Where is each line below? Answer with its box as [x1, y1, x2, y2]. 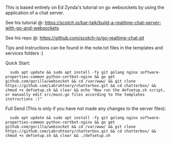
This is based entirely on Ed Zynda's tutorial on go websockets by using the [5, 5, 164, 10]
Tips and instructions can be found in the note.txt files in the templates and [5, 45, 163, 50]
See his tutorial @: [5, 20, 44, 25]
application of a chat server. [5, 10, 64, 16]
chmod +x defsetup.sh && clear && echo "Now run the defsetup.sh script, [5, 88, 166, 93]
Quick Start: [5, 60, 31, 66]
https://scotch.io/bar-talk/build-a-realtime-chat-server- [44, 20, 162, 25]
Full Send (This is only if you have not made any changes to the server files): [5, 105, 166, 111]
